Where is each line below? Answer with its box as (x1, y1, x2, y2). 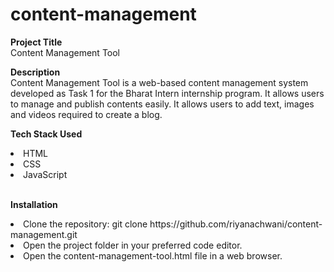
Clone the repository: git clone (23, 218, 148, 230)
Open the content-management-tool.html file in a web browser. (23, 249, 283, 262)
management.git (10, 228, 78, 240)
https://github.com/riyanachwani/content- (149, 218, 323, 230)
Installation (10, 198, 58, 210)
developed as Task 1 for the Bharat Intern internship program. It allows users (10, 87, 325, 99)
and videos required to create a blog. (10, 108, 163, 120)
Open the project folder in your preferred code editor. (23, 239, 243, 251)
